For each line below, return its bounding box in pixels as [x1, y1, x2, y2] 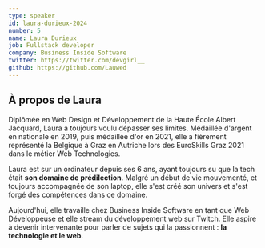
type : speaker [8, 11, 56, 20]
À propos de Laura [8, 94, 102, 107]
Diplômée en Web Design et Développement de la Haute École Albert [8, 114, 236, 124]
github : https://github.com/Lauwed [8, 64, 127, 72]
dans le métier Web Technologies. [8, 149, 121, 158]
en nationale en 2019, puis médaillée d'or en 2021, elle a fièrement [8, 131, 227, 141]
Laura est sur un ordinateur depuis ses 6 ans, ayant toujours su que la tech [8, 164, 255, 174]
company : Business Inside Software [8, 49, 127, 57]
